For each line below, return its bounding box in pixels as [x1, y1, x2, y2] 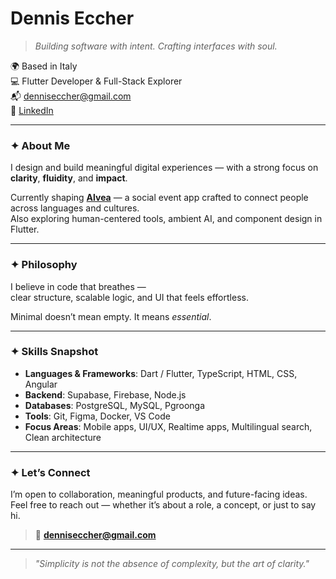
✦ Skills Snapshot [10, 345, 99, 359]
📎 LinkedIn [10, 104, 54, 116]
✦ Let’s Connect [10, 465, 91, 479]
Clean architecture [24, 431, 102, 443]
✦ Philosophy [10, 258, 78, 272]
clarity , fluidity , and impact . [10, 172, 128, 184]
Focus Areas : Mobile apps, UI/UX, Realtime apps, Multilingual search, [24, 420, 313, 432]
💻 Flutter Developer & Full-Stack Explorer [10, 75, 183, 87]
